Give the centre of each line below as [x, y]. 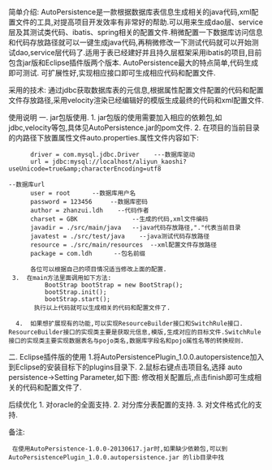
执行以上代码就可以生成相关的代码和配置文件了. [102, 308]
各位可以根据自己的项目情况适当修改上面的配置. [98, 269]
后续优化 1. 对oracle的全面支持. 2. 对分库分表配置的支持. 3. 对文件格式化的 [132, 405]
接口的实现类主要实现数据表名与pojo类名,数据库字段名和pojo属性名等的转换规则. [126, 341]
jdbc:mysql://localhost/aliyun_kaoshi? [119, 162]
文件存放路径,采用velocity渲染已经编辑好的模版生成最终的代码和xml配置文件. [136, 100]
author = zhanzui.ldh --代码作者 [89, 210]
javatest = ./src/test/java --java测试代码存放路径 [119, 236]
